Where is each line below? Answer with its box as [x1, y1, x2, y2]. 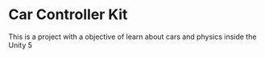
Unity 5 [8, 40, 33, 49]
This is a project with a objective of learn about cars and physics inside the [8, 32, 257, 41]
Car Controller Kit [8, 6, 128, 24]
